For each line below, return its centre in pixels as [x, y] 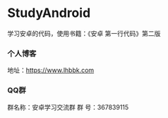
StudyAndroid [49, 13]
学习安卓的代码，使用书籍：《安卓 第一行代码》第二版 [84, 33]
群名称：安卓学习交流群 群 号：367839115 [68, 107]
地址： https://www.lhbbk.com [51, 70]
